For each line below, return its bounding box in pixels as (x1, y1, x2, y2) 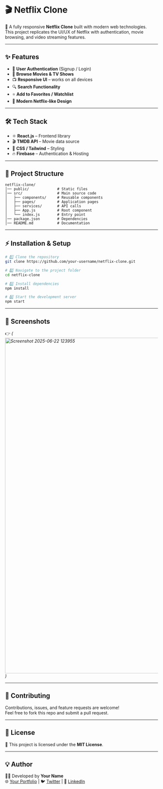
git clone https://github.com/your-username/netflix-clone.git (5, 259, 136, 264)
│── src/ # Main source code (5, 191, 97, 196)
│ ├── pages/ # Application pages (5, 199, 98, 204)
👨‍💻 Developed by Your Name (5, 773, 64, 779)
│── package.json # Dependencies (5, 217, 88, 221)
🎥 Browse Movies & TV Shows (12, 71, 74, 77)
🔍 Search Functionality (12, 84, 61, 90)
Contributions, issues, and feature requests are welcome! (5, 705, 120, 710)
